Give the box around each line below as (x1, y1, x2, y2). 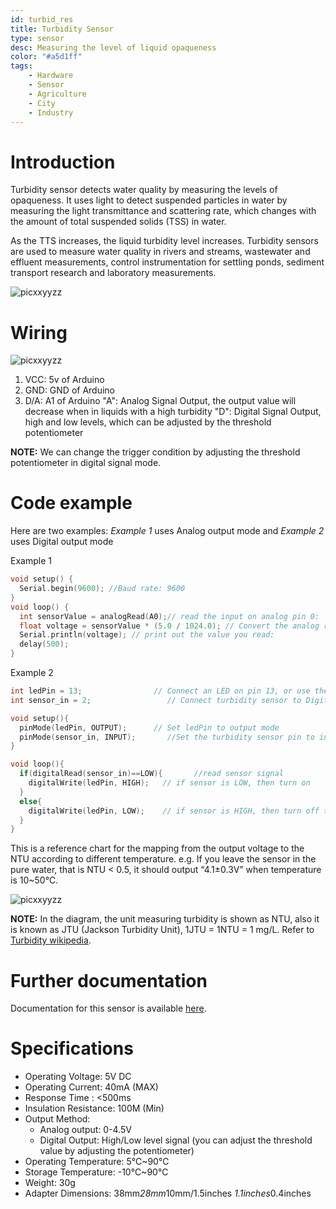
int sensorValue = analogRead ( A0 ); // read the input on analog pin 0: (19, 611, 320, 621)
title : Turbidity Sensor (10, 24, 114, 34)
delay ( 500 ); (19, 639, 70, 650)
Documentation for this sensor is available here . (10, 1002, 207, 1015)
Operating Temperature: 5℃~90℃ (24, 1156, 170, 1168)
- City (28, 98, 56, 108)
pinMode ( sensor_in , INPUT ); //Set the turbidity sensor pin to (19, 732, 315, 742)
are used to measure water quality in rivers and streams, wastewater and (10, 246, 311, 258)
